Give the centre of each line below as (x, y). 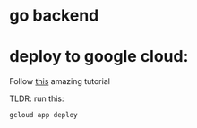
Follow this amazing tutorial (60, 81)
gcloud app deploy (43, 115)
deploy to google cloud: (99, 57)
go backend (54, 16)
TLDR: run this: (37, 98)
